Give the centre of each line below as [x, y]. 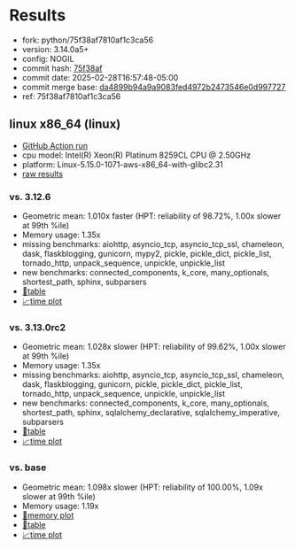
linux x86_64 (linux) [65, 124]
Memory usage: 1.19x [60, 506]
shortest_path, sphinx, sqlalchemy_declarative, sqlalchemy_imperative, [151, 413]
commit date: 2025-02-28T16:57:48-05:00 [100, 77]
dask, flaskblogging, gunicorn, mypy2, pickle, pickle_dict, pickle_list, [147, 254]
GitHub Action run [55, 145]
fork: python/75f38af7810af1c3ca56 [87, 40]
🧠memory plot [48, 515]
